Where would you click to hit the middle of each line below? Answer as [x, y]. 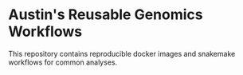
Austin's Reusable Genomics [106, 15]
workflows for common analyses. [63, 62]
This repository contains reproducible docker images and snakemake [122, 53]
